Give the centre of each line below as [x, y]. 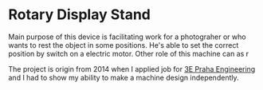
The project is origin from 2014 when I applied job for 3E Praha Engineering [132, 68]
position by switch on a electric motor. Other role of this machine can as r [129, 53]
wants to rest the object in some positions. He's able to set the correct [124, 45]
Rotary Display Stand [80, 15]
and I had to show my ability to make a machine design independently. [124, 77]
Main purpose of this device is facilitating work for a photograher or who [127, 37]
